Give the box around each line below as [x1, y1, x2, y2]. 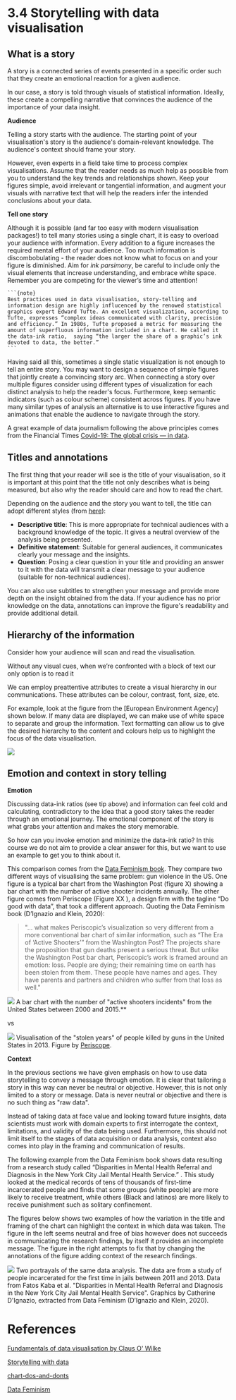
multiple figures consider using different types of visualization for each [7, 380, 213, 389]
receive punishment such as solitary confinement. [7, 1200, 153, 1209]
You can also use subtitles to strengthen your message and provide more [7, 586, 220, 595]
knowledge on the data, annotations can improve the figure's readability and [7, 601, 229, 609]
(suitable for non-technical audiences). [17, 573, 131, 581]
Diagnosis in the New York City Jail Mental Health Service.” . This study [7, 1171, 215, 1179]
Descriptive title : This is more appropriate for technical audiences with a [17, 520, 229, 528]
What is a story [7, 48, 75, 60]
